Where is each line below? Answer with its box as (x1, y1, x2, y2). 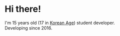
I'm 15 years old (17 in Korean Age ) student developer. (4, 20, 115, 26)
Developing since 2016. (4, 25, 53, 31)
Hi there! (4, 3, 41, 15)
